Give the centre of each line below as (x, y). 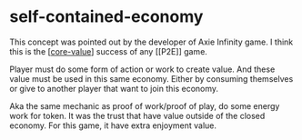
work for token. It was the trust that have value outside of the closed (137, 115)
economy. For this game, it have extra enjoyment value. (113, 125)
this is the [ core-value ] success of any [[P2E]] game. (108, 51)
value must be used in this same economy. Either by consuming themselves (151, 78)
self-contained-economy (106, 17)
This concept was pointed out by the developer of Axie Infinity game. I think (151, 42)
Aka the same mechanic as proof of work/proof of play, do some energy (145, 105)
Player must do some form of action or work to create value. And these (142, 69)
